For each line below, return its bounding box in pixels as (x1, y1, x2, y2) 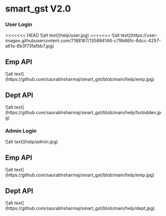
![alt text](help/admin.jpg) (5, 139, 58, 145)
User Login (5, 21, 33, 28)
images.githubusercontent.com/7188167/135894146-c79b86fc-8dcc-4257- (5, 38, 161, 44)
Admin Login (5, 128, 37, 135)
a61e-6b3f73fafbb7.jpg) (5, 43, 54, 49)
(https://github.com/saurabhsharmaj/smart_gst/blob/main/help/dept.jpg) (5, 205, 155, 211)
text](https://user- (120, 32, 158, 38)
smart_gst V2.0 (5, 3, 71, 15)
